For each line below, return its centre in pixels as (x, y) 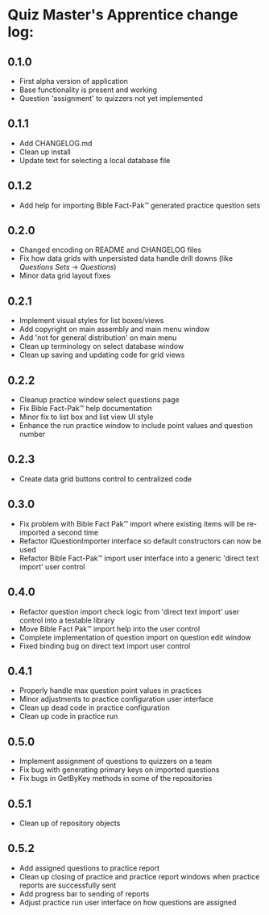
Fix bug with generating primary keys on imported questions (119, 770)
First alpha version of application (73, 81)
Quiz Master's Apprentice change (123, 15)
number (32, 434)
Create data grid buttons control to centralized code (106, 479)
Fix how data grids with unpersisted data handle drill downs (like (126, 258)
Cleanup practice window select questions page (99, 400)
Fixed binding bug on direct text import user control (105, 646)
